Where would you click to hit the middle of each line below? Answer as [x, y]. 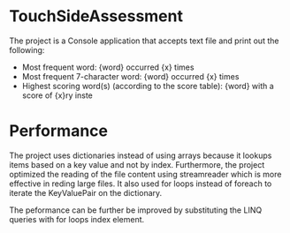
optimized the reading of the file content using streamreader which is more [145, 174]
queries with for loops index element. [77, 219]
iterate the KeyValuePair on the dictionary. [86, 192]
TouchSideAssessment [96, 16]
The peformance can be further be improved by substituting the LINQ [136, 210]
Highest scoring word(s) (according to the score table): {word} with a [148, 86]
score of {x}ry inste [57, 95]
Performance [59, 131]
